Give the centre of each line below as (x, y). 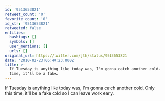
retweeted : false (23, 28)
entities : (15, 33)
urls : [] (19, 51)
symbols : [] (22, 42)
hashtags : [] (23, 37)
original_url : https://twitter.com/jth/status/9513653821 (66, 55)
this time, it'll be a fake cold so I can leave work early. (60, 93)
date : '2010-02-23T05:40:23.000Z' (41, 60)
